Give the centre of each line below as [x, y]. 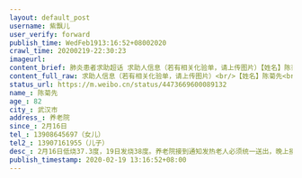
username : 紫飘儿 [40, 26]
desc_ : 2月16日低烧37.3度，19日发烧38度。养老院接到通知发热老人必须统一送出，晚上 [149, 151]
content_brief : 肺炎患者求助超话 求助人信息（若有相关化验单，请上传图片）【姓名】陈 [151, 68]
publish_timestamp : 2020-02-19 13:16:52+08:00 [98, 160]
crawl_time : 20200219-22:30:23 [68, 51]
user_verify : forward [50, 34]
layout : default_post [50, 18]
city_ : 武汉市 [34, 110]
